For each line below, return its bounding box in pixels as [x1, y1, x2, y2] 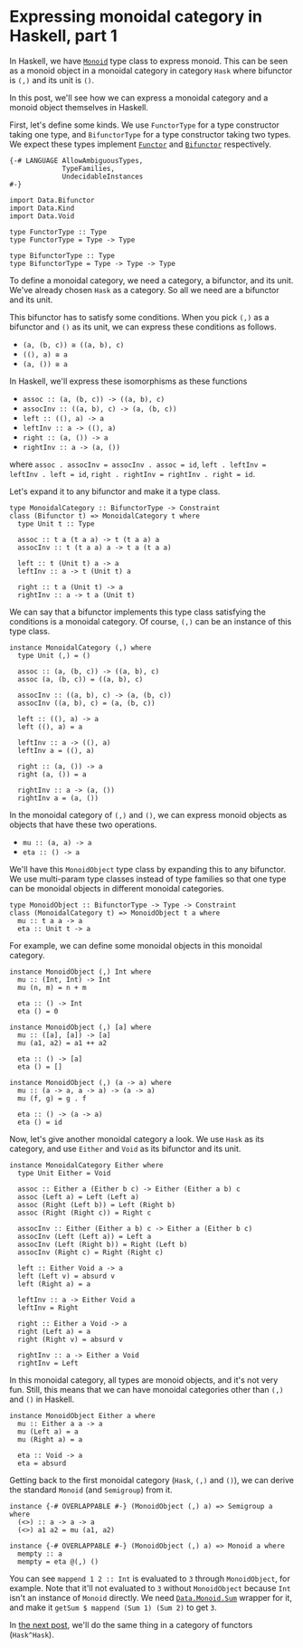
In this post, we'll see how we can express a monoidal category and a [9, 92, 269, 103]
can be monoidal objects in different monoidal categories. [9, 882, 224, 893]
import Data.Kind [9, 204, 75, 213]
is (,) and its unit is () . [9, 74, 95, 85]
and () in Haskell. [9, 1394, 75, 1405]
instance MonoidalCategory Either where [9, 1160, 165, 1169]
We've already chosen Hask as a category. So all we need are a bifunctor [9, 284, 280, 295]
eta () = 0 [17, 1006, 59, 1015]
